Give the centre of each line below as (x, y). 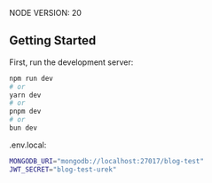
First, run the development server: (71, 62)
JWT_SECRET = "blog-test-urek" (63, 169)
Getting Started (53, 40)
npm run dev (31, 78)
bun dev (24, 128)
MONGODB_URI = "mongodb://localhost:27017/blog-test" (106, 161)
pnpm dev (25, 111)
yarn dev (25, 95)
